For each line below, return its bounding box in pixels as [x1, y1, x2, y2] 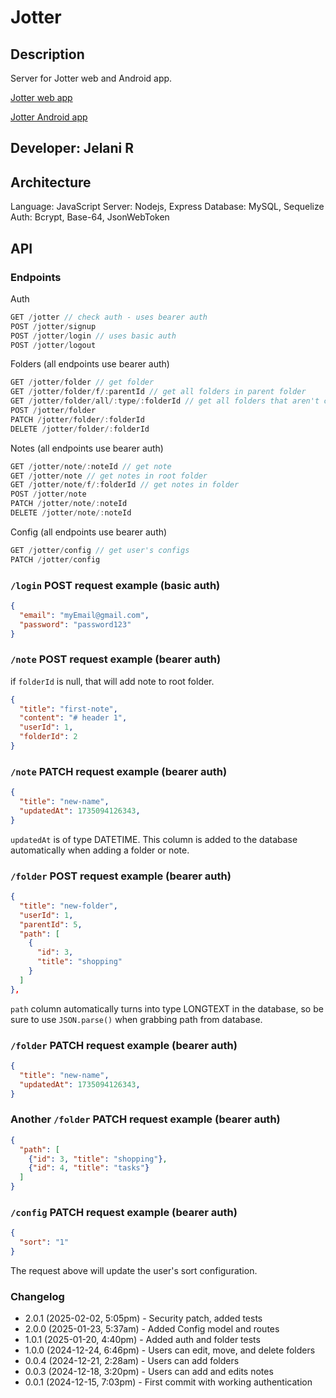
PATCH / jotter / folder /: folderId [10, 414, 145, 425]
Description [10, 46, 85, 63]
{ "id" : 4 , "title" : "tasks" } [28, 1163, 150, 1173]
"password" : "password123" [19, 619, 132, 630]
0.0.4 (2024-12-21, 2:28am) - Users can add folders [24, 1355, 240, 1367]
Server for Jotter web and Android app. [10, 72, 173, 84]
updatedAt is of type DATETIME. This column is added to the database [10, 833, 298, 845]
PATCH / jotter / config [10, 554, 101, 565]
